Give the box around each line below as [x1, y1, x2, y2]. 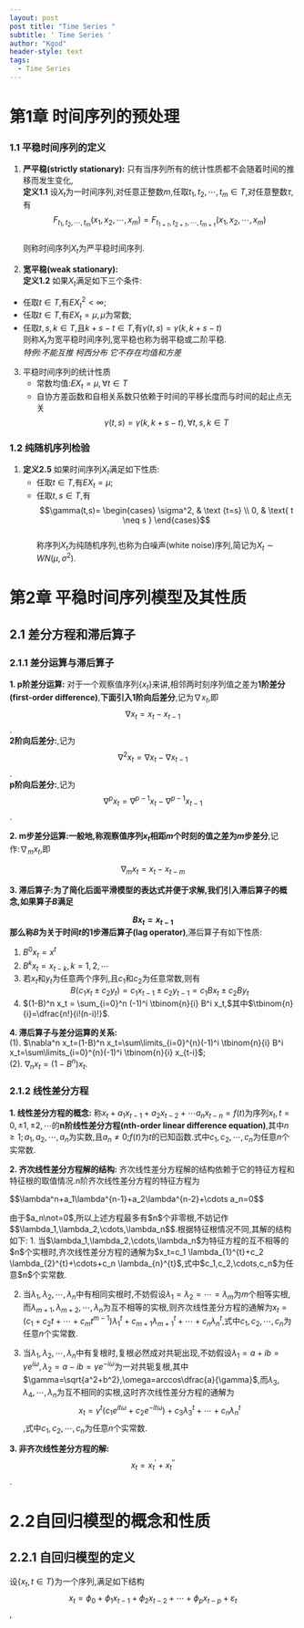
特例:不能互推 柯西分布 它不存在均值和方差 [22, 347, 182, 358]
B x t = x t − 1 [132, 914, 174, 927]
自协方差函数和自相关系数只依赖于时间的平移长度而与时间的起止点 [35, 390, 284, 401]
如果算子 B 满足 [19, 896, 74, 907]
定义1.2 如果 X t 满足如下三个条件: [22, 275, 143, 288]
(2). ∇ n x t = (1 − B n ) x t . [9, 1056, 88, 1072]
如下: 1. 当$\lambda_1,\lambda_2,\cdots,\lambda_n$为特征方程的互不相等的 [9, 1235, 289, 1246]
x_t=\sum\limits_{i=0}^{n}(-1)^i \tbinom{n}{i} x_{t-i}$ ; [9, 1046, 207, 1058]
